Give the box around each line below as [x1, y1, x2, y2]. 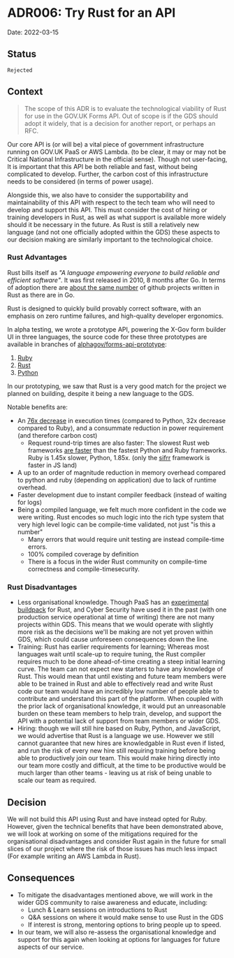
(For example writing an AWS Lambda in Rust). [7, 852, 141, 860]
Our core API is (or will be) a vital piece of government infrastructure [7, 140, 205, 148]
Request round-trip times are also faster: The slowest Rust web [27, 439, 210, 447]
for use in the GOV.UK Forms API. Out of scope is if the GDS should [24, 112, 219, 120]
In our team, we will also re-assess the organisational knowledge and [17, 927, 217, 936]
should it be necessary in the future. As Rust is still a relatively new [7, 220, 200, 228]
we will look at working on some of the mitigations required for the [7, 830, 198, 838]
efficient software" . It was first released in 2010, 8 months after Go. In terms [7, 276, 226, 284]
